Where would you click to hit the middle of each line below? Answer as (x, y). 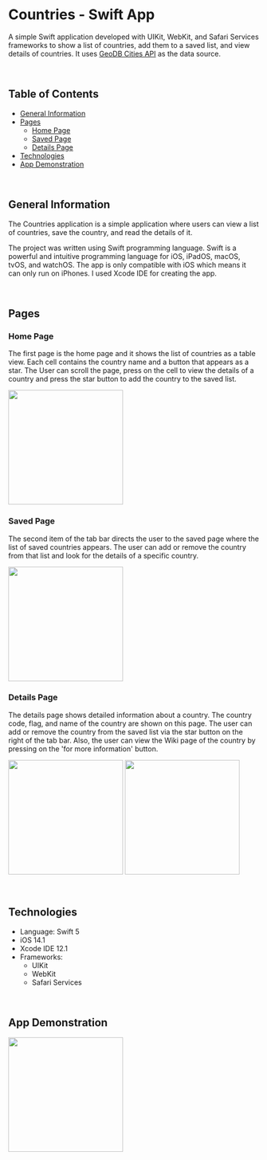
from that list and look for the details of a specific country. (104, 555)
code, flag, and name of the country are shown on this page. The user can (130, 723)
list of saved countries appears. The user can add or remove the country (128, 547)
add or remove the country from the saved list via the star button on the (126, 731)
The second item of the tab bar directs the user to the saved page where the (133, 539)
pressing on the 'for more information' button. (83, 749)
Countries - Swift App (82, 15)
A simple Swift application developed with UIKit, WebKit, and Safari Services (133, 37)
